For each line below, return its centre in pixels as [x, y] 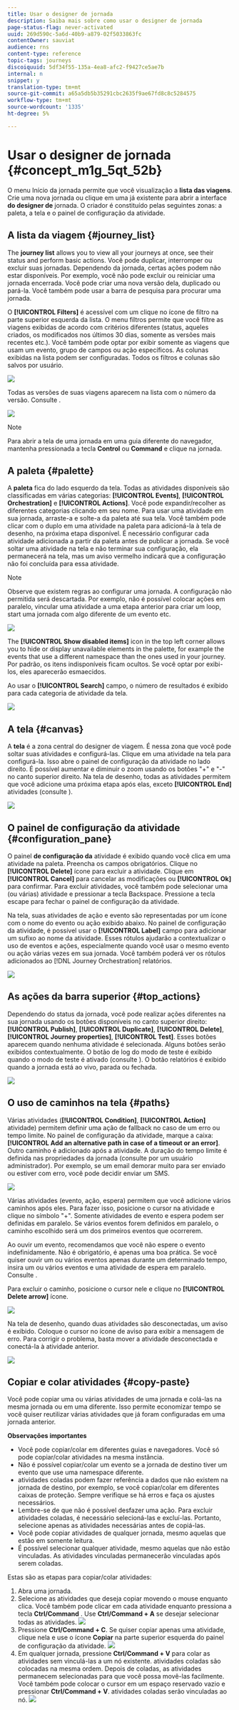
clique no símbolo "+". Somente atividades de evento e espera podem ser [116, 1215]
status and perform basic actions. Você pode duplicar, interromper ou [110, 260]
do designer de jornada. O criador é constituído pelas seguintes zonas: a [115, 205]
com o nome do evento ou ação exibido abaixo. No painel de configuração [117, 922]
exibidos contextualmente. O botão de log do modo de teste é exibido [110, 1052]
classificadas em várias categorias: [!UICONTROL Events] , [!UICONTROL [116, 496]
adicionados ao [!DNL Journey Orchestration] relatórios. [90, 960]
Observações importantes [47, 1436]
